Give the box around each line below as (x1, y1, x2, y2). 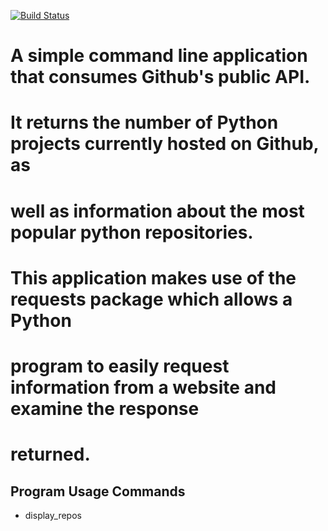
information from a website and (10, 376, 277, 399)
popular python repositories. (10, 221, 254, 244)
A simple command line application (10, 45, 308, 67)
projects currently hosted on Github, (10, 133, 320, 155)
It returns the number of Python (10, 111, 279, 134)
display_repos (24, 509, 82, 521)
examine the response (10, 397, 200, 420)
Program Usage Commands (10, 483, 186, 500)
